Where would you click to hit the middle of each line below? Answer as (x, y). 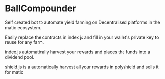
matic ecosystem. (23, 27)
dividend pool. (20, 57)
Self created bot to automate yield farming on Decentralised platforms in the (82, 22)
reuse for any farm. (25, 42)
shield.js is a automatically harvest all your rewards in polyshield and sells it (82, 67)
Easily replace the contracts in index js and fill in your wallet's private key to (82, 37)
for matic (14, 72)
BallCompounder (41, 9)
